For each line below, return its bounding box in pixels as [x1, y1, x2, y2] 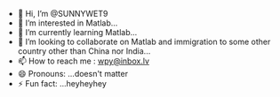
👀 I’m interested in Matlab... [17, 18, 118, 28]
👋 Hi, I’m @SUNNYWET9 [17, 9, 108, 19]
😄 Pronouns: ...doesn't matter [17, 69, 129, 78]
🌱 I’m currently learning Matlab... [17, 27, 138, 37]
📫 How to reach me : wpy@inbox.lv [17, 56, 149, 66]
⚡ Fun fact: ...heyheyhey [17, 78, 107, 88]
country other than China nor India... [17, 46, 151, 56]
